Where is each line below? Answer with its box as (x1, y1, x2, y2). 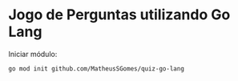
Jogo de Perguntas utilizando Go (8, 6, 231, 24)
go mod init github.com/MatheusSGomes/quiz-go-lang (8, 64, 184, 73)
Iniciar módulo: (8, 49, 58, 59)
